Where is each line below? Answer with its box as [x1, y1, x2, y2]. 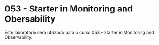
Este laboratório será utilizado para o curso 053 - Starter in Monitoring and [4, 29, 154, 35]
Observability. [4, 34, 33, 40]
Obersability [4, 13, 56, 24]
